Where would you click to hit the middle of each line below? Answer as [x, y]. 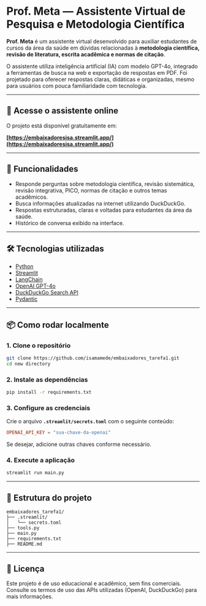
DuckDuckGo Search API [47, 293]
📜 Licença [25, 569]
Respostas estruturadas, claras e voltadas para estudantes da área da [103, 210]
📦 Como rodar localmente [58, 325]
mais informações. [30, 596]
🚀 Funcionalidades [42, 169]
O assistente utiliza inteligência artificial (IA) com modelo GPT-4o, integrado [102, 66]
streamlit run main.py [35, 473]
